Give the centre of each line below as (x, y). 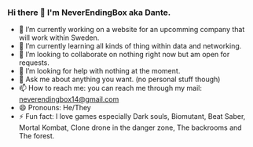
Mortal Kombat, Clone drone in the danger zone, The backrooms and (130, 127)
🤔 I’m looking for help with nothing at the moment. (99, 71)
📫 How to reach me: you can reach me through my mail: (110, 88)
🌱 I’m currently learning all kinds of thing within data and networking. (130, 46)
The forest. (37, 136)
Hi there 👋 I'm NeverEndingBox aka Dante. (89, 13)
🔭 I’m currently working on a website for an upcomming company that (132, 30)
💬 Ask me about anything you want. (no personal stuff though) (119, 79)
